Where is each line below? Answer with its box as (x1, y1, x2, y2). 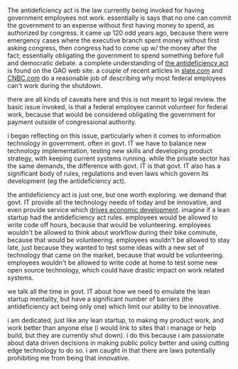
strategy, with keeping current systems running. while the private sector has (7, 154, 230, 163)
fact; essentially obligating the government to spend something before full (7, 51, 224, 60)
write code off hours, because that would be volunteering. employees (7, 221, 211, 229)
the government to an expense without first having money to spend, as (7, 21, 215, 29)
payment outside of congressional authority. (7, 118, 137, 126)
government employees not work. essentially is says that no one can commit (7, 13, 232, 22)
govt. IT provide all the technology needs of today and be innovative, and (7, 198, 222, 206)
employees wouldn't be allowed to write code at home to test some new (7, 258, 218, 267)
